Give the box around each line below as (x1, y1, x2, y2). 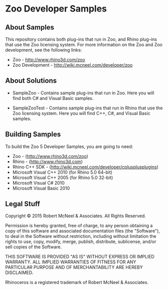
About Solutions (5, 76, 57, 85)
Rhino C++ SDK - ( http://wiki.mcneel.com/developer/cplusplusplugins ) (12, 164, 159, 170)
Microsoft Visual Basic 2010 (12, 185, 70, 191)
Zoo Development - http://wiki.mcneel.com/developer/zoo (12, 62, 133, 68)
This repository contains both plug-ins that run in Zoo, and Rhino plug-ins (5, 36, 157, 42)
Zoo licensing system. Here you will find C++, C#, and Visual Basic (12, 110, 150, 116)
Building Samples (5, 130, 61, 138)
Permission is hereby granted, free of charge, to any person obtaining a (5, 223, 153, 229)
